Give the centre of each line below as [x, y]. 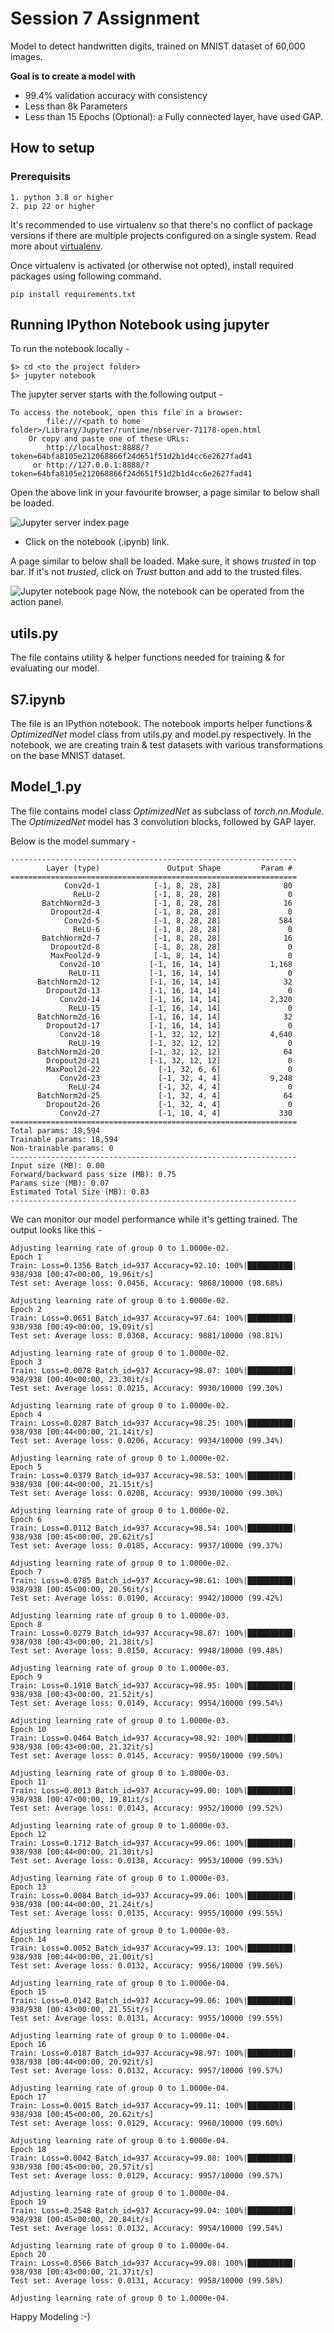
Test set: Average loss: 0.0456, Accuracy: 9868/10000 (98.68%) [147, 1283]
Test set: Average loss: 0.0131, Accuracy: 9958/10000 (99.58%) [147, 2280]
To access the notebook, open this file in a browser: [127, 413]
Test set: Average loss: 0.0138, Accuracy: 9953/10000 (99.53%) [147, 1860]
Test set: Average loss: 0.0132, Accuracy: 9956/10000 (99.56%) [147, 1965]
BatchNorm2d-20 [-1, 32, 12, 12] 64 [164, 1052]
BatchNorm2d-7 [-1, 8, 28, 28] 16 [167, 938]
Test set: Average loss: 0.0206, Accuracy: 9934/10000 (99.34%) [147, 1440]
